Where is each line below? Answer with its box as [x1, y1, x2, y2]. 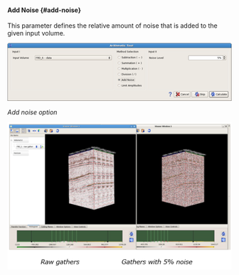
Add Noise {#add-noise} [7, 6, 82, 14]
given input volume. [7, 29, 65, 38]
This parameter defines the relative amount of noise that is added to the [7, 21, 218, 30]
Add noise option [7, 107, 58, 117]
